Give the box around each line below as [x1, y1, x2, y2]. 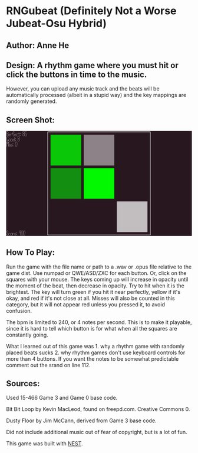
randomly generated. [6, 98, 57, 105]
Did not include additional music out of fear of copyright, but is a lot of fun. [6, 429, 187, 436]
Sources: [6, 378, 40, 389]
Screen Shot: [6, 115, 55, 125]
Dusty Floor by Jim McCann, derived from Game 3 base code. [6, 417, 157, 424]
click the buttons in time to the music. [6, 69, 147, 79]
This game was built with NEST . [6, 440, 83, 447]
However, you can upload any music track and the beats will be [6, 85, 160, 92]
